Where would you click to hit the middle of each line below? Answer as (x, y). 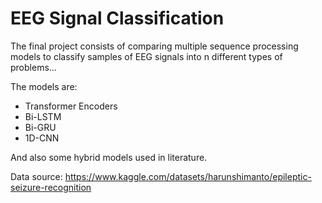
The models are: (44, 86)
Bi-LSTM (43, 116)
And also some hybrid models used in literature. (109, 157)
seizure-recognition (51, 187)
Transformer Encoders (71, 106)
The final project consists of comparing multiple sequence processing (154, 46)
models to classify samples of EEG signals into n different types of (146, 56)
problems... (33, 67)
